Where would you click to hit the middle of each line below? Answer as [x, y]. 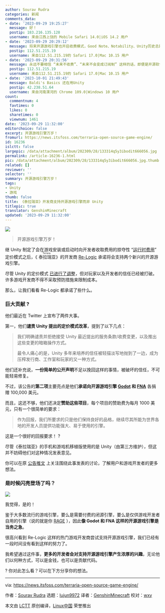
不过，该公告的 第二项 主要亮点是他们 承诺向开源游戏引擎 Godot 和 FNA [76, 386]
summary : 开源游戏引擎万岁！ [31, 179]
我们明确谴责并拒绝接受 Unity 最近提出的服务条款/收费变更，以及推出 [87, 337]
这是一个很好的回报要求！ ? [33, 436]
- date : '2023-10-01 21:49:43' [37, 78]
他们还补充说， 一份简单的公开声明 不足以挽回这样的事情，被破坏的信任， [78, 370]
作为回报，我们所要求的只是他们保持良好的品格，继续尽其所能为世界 [86, 420]
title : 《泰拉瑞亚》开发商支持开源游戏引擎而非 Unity [54, 202]
